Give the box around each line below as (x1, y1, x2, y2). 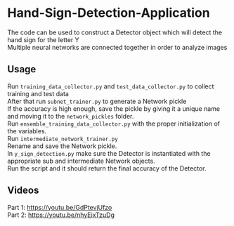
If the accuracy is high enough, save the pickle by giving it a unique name (7, 104, 220, 113)
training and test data (7, 89, 69, 98)
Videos (7, 185, 39, 197)
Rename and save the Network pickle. (7, 142, 117, 150)
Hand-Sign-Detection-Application (7, 5, 210, 21)
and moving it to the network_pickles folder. (7, 112, 134, 120)
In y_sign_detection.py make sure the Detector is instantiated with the (7, 149, 211, 157)
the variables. (7, 126, 47, 135)
